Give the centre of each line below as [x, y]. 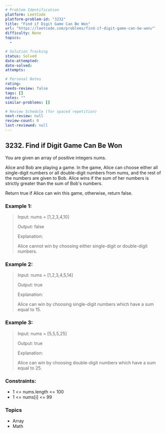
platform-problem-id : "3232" [35, 19]
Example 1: [18, 206]
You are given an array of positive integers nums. [56, 158]
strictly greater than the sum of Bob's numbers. [54, 183]
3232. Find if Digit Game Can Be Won [64, 146]
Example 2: [19, 264]
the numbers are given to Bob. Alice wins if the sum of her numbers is [77, 178]
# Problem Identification [32, 10]
